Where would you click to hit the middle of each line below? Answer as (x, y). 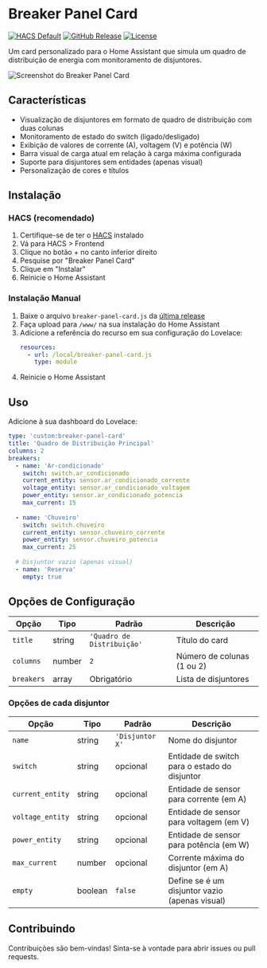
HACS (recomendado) (52, 218)
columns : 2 (26, 451)
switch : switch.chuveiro (64, 525)
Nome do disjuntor (203, 740)
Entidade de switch (204, 756)
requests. (24, 956)
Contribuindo (42, 929)
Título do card (202, 641)
